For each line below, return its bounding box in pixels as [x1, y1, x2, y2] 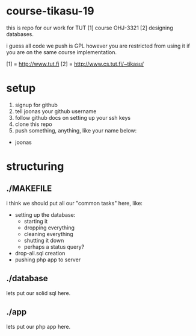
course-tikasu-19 [6, 4, 94, 18]
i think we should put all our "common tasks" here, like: [6, 199, 143, 207]
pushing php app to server [14, 256, 81, 263]
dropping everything [23, 224, 75, 231]
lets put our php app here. [6, 323, 71, 330]
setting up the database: [14, 211, 76, 218]
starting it [23, 217, 48, 225]
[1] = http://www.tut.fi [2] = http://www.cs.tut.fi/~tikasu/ [6, 60, 144, 67]
